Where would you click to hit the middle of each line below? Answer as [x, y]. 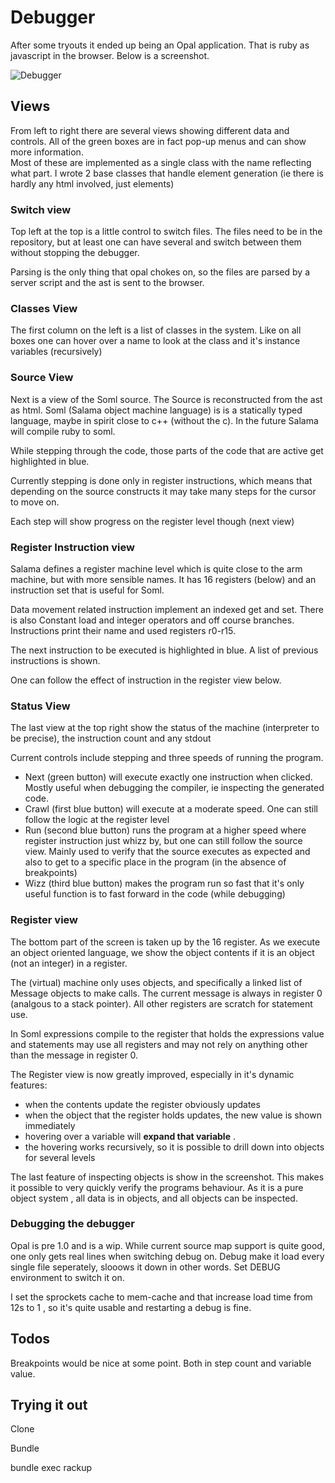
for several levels [60, 1157]
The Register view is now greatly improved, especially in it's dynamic [152, 1074]
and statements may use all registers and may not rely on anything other [159, 1044]
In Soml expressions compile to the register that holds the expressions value [167, 1033]
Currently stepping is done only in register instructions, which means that [161, 480]
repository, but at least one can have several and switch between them [156, 242]
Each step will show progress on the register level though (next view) [152, 521]
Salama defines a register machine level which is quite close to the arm [156, 568]
